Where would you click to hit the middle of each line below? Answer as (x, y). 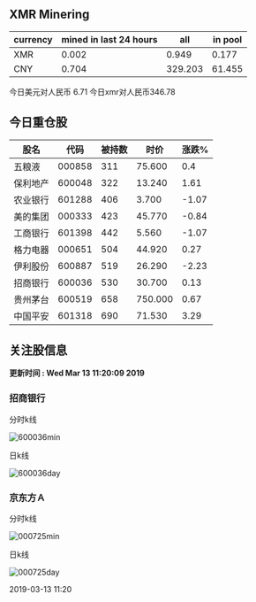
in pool (228, 39)
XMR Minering (49, 15)
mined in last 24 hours (109, 39)
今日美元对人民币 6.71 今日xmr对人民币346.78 (92, 91)
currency (33, 39)
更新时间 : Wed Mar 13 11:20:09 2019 (77, 373)
